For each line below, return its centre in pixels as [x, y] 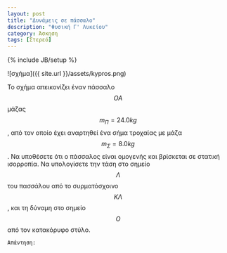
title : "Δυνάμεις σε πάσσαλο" [52, 20]
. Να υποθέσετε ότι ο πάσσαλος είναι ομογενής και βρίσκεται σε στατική [113, 156]
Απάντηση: [22, 242]
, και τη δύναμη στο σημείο [47, 207]
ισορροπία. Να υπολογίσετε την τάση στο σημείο [79, 164]
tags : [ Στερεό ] [30, 40]
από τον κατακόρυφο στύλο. [49, 230]
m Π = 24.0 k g [118, 121]
